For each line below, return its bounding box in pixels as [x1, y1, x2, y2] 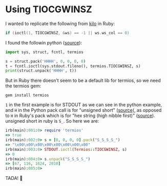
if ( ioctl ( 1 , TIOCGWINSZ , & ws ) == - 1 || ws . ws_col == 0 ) [5, 30, 130, 35]
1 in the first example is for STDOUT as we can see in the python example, [5, 102, 162, 108]
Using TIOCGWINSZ [5, 4, 92, 15]
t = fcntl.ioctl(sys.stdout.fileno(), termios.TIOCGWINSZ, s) [5, 63, 141, 68]
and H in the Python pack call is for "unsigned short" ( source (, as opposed [5, 107, 162, 113]
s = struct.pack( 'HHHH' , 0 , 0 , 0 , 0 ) [5, 59, 86, 64]
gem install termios [5, 93, 50, 98]
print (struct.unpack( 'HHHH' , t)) [5, 68, 77, 74]
